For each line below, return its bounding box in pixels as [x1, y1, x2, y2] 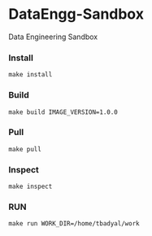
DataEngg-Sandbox [8, 5, 145, 24]
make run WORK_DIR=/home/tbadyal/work [8, 220, 140, 228]
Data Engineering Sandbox [8, 32, 98, 42]
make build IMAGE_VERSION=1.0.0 [8, 107, 118, 116]
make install [8, 71, 53, 79]
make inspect [8, 182, 53, 191]
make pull [8, 145, 42, 153]
